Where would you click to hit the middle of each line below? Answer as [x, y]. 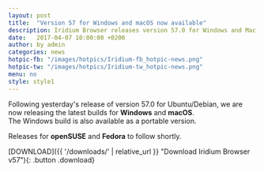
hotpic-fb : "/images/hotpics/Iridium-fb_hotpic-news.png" [106, 60]
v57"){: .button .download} [51, 159]
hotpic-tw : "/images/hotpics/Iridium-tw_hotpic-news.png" [106, 67]
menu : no [23, 74]
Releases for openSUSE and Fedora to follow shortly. [95, 136]
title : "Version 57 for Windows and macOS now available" [107, 23]
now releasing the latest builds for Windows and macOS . [102, 112]
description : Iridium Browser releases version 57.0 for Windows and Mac [132, 30]
